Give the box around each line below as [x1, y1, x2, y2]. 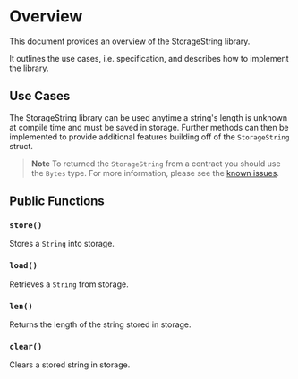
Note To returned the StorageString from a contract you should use [30, 158, 281, 169]
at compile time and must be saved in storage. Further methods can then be [9, 122, 289, 132]
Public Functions [9, 194, 105, 209]
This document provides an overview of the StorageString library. [9, 36, 251, 46]
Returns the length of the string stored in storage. [9, 319, 192, 330]
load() [9, 261, 38, 271]
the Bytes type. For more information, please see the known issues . [30, 167, 280, 178]
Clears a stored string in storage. [9, 359, 131, 370]
